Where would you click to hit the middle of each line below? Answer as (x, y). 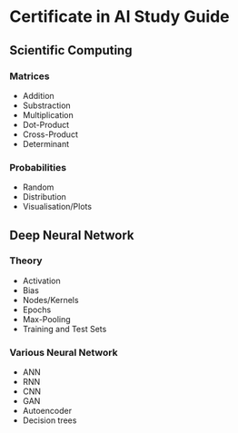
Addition (38, 95)
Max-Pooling (46, 319)
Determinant (46, 143)
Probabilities (38, 167)
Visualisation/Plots (57, 207)
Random (38, 187)
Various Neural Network (64, 352)
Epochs (37, 310)
